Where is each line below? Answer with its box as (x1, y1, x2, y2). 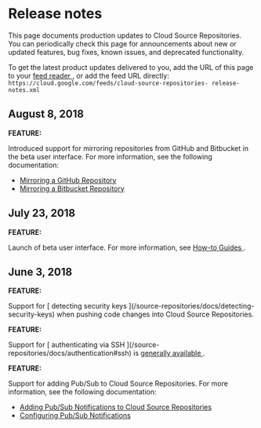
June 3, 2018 (8, 265, 73, 279)
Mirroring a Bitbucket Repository (19, 184, 125, 193)
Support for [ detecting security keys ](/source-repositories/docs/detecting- (8, 302, 255, 311)
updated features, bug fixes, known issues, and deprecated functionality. (8, 47, 245, 57)
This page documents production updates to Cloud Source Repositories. (8, 31, 241, 40)
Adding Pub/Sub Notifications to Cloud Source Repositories (19, 402, 212, 412)
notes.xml (8, 86, 41, 94)
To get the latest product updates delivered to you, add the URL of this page (8, 62, 254, 71)
